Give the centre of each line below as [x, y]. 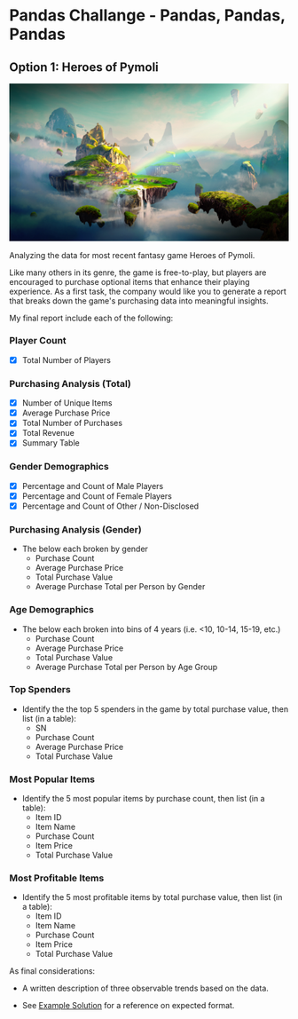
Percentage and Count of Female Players [97, 496]
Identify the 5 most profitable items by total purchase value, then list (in [152, 897]
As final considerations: [52, 971]
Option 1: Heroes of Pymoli [84, 67]
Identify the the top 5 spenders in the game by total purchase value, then [155, 709]
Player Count [38, 341]
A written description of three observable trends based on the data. [145, 988]
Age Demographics [52, 610]
